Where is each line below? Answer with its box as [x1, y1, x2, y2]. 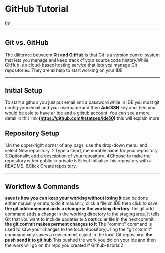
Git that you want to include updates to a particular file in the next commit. [5, 216, 155, 222]
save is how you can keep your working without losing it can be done [5, 195, 148, 201]
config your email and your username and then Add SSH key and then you [5, 104, 156, 110]
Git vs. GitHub [5, 38, 49, 47]
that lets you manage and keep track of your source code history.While [5, 57, 149, 63]
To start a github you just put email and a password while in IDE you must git [5, 99, 160, 105]
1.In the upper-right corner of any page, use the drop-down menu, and [5, 142, 148, 148]
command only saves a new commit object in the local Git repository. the [5, 232, 153, 238]
